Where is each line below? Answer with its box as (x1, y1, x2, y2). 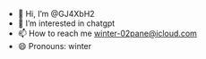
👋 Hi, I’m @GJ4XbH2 (17, 9, 96, 19)
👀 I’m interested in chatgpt (17, 18, 116, 29)
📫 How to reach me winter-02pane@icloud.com (17, 28, 197, 38)
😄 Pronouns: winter (17, 41, 92, 51)
